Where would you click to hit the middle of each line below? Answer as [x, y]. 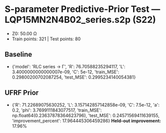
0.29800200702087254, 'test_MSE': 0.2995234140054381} [74, 77]
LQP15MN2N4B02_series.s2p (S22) [80, 20]
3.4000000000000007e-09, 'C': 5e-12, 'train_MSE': [65, 72]
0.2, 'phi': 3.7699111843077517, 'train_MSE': [57, 110]
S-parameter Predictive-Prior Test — [82, 9]
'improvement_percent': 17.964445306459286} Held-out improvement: [86, 121]
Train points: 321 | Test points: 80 [46, 39]
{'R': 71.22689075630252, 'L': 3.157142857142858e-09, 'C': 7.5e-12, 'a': [85, 105]
